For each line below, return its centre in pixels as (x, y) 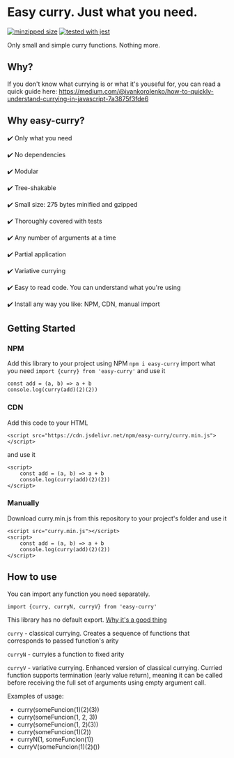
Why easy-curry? (46, 121)
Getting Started (41, 328)
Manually (23, 503)
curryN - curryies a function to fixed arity (66, 654)
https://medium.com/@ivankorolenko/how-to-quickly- (136, 91)
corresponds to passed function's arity (63, 641)
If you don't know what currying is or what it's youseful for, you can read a (114, 84)
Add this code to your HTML (48, 423)
